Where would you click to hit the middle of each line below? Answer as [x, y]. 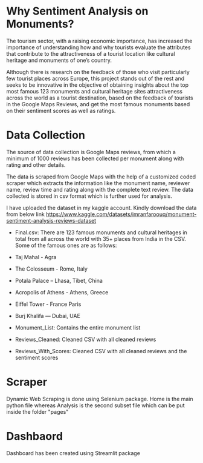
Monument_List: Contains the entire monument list [78, 327]
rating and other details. [36, 164]
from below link [26, 214]
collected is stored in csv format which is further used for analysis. [89, 196]
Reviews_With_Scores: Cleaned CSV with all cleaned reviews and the [101, 351]
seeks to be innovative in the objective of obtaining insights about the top [98, 85]
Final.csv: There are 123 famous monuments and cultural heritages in [101, 232]
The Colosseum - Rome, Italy [51, 269]
